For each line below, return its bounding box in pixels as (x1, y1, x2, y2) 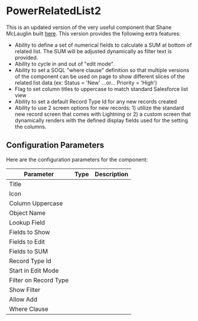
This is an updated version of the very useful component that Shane (6, 24, 172, 31)
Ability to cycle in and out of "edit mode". (14, 60, 115, 67)
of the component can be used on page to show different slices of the (14, 73, 185, 80)
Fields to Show (9, 228, 50, 236)
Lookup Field (9, 218, 46, 226)
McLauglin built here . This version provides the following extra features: (6, 30, 181, 37)
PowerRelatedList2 (6, 4, 102, 18)
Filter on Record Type (9, 276, 69, 284)
